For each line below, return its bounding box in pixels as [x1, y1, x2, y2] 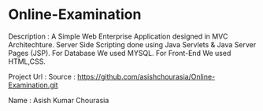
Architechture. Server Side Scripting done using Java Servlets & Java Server [8, 39, 257, 49]
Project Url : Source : [8, 72, 76, 81]
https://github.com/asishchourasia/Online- [77, 72, 216, 81]
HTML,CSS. [8, 57, 46, 66]
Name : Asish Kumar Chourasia [8, 95, 109, 105]
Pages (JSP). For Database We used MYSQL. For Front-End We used [8, 48, 232, 57]
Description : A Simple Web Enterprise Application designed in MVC [8, 31, 228, 41]
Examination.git [8, 80, 58, 90]
